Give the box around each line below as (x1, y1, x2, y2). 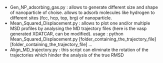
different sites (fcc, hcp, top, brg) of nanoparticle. (9, 15, 112, 20)
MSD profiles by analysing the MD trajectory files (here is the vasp (9, 25, 147, 31)
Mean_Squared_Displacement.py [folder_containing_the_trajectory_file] (9, 36, 156, 42)
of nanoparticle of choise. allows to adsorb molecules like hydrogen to (9, 9, 155, 15)
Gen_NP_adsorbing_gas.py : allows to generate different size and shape (9, 4, 158, 10)
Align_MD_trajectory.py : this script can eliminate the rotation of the (9, 47, 148, 52)
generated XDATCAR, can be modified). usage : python (9, 31, 124, 36)
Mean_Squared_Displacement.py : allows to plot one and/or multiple (9, 20, 150, 26)
